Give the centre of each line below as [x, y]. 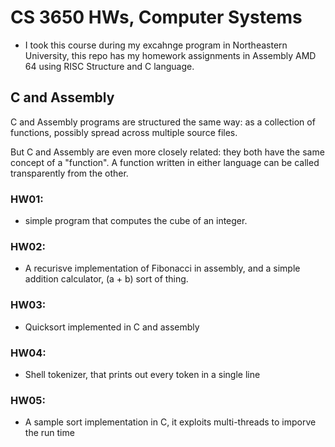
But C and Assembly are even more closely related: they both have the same [167, 152]
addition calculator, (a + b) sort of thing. [106, 279]
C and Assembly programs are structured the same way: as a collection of [163, 122]
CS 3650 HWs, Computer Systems [156, 17]
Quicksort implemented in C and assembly [112, 327]
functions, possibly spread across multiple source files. [124, 132]
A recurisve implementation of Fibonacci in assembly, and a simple [162, 268]
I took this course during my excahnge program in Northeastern [156, 45]
